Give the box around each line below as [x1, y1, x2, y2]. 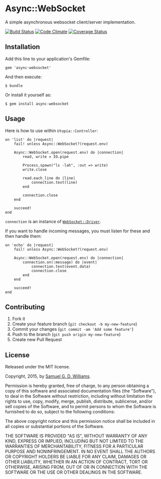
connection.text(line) [31, 180, 78, 185]
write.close [23, 167, 47, 172]
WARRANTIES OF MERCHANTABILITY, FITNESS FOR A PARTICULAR [5, 443, 143, 449]
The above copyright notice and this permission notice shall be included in [5, 418, 155, 424]
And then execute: [5, 74, 42, 80]
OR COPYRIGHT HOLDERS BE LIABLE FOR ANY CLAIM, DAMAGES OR [5, 454, 147, 460]
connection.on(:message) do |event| [23, 260, 97, 265]
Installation [5, 43, 40, 51]
